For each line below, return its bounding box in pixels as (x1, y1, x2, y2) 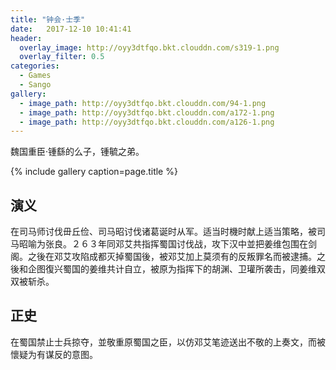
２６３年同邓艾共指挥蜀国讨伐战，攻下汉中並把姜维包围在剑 (71, 238, 317, 250)
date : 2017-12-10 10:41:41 (10, 24, 132, 34)
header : (10, 33, 43, 43)
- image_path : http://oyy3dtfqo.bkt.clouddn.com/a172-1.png (19, 107, 275, 118)
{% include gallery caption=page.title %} (10, 166, 178, 178)
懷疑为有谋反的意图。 (10, 348, 98, 360)
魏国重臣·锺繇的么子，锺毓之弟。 (10, 146, 145, 158)
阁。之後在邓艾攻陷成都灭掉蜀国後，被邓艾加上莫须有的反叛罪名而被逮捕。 (10, 251, 317, 263)
